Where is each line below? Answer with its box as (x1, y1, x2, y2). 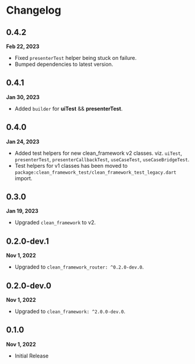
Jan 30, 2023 (6, 93, 40, 101)
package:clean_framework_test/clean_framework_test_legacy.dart (14, 170, 177, 175)
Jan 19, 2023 (6, 207, 38, 215)
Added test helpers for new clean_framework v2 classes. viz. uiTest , (14, 149, 183, 157)
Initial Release (14, 352, 49, 359)
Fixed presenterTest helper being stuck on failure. (14, 55, 137, 61)
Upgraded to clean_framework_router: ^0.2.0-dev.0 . (14, 263, 144, 270)
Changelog (6, 4, 61, 17)
